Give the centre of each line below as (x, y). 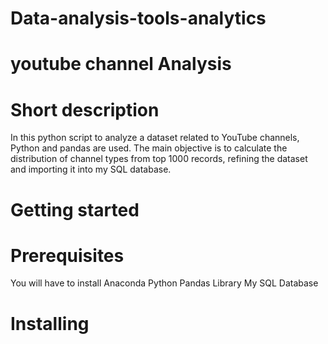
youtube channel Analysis (121, 64)
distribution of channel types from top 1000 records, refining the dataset (159, 159)
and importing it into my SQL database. (91, 169)
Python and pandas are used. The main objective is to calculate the (149, 148)
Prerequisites (67, 255)
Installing (50, 323)
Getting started (75, 209)
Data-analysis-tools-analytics (138, 18)
